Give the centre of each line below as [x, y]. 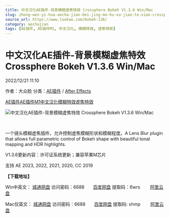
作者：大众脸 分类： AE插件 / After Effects [48, 91]
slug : [11, 15]
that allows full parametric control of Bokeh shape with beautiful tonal [78, 139]
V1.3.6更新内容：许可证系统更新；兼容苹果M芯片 [56, 155]
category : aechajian [27, 24]
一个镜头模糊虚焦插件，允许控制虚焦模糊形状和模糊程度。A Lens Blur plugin [84, 133]
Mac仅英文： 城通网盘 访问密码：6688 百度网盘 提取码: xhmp [73, 204]
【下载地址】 [18, 176]
